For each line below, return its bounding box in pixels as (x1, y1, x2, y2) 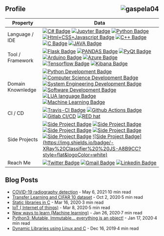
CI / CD (7, 110, 24, 117)
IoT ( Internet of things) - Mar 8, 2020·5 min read (12, 204, 111, 211)
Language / (7, 30, 34, 37)
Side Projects (7, 136, 38, 142)
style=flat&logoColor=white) (42, 151, 108, 158)
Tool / (7, 51, 21, 58)
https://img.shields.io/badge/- (44, 139, 114, 146)
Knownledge (7, 86, 37, 93)
